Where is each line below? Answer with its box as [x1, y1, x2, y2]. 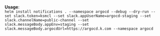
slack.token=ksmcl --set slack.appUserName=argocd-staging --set [13, 14, 152, 18]
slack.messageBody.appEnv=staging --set [4, 22, 90, 27]
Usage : [4, 4, 20, 10]
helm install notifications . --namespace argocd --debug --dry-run [4, 9, 149, 14]
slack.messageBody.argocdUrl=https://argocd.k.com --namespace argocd [4, 26, 154, 31]
